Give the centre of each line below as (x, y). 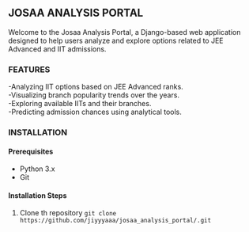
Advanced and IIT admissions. (57, 49)
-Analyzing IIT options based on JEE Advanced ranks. (96, 87)
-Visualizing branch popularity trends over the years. (94, 95)
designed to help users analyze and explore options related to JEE (116, 40)
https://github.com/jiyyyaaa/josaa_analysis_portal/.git (115, 221)
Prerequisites (31, 151)
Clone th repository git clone (68, 213)
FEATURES (29, 69)
